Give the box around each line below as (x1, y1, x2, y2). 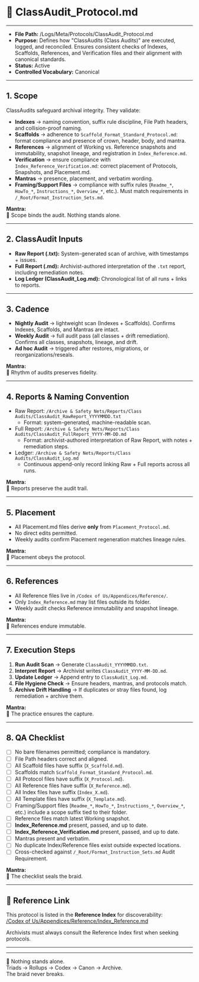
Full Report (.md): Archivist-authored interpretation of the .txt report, (14, 262, 186, 269)
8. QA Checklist (6, 733, 65, 743)
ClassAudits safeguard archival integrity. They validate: (6, 107, 141, 114)
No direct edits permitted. (14, 529, 78, 537)
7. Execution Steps (6, 645, 76, 655)
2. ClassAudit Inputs (6, 234, 83, 245)
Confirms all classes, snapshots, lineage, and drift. (14, 339, 138, 346)
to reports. (14, 281, 41, 288)
